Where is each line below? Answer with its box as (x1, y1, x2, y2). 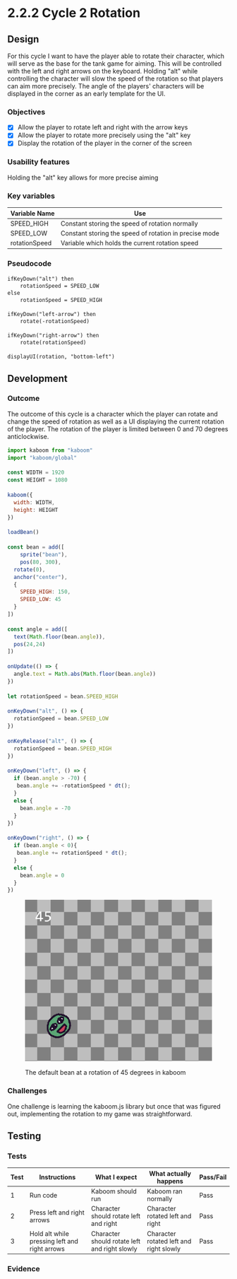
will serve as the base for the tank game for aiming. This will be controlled (7, 59, 222, 68)
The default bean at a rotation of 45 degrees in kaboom (25, 1068, 186, 1077)
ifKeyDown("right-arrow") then (7, 332, 99, 339)
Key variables (7, 191, 55, 201)
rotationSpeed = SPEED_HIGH (20, 297, 102, 304)
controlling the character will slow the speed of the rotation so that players (7, 74, 224, 83)
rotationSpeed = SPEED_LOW (20, 283, 99, 290)
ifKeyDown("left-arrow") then (7, 311, 97, 318)
